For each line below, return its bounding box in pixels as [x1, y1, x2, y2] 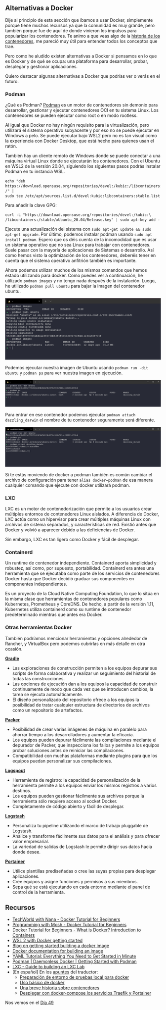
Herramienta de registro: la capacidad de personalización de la [12, 777, 141, 783]
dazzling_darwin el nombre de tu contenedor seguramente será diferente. [5, 417, 156, 423]
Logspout [5, 767, 26, 773]
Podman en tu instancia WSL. [5, 168, 65, 175]
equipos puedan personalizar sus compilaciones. [12, 757, 113, 764]
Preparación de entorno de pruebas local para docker [19, 974, 129, 980]
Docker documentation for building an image [12, 948, 104, 954]
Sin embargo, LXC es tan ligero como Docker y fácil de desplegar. [5, 536, 139, 542]
